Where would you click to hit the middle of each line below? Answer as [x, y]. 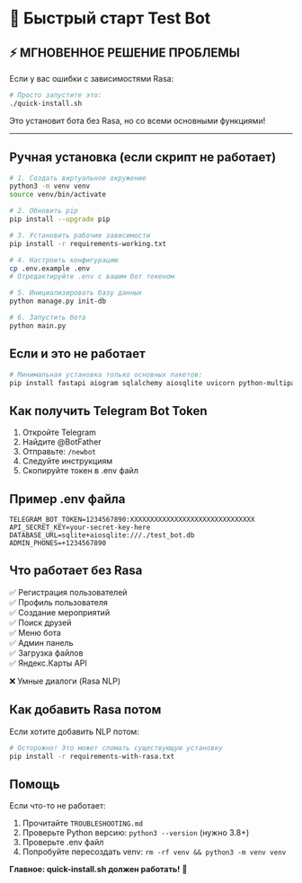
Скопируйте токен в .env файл [80, 471]
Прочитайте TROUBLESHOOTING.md [83, 823]
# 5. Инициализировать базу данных [76, 293]
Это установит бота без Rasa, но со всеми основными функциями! [138, 120]
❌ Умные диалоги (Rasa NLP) [65, 681]
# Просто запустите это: [56, 95]
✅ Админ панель [41, 642]
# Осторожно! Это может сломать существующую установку [116, 748]
